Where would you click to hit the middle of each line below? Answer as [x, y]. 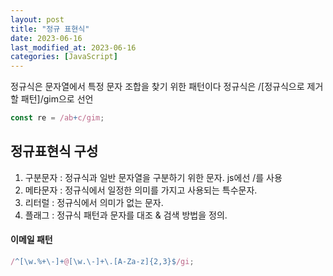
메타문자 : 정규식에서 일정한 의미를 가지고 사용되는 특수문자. [141, 190]
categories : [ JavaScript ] [64, 57]
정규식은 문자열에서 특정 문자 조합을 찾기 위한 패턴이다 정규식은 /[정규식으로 [157, 87]
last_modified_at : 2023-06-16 [73, 47]
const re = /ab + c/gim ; [57, 118]
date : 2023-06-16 [46, 38]
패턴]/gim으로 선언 [57, 99]
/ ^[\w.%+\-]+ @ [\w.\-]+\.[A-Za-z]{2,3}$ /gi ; [102, 262]
